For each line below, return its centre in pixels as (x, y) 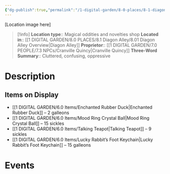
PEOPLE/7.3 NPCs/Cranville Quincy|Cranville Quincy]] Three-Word (87, 50)
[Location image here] (28, 24)
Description (30, 76)
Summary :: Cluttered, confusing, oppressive (64, 56)
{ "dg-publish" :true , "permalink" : (40, 10)
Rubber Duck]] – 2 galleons (41, 113)
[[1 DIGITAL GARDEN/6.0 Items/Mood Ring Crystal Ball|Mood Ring (81, 118)
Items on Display (32, 95)
